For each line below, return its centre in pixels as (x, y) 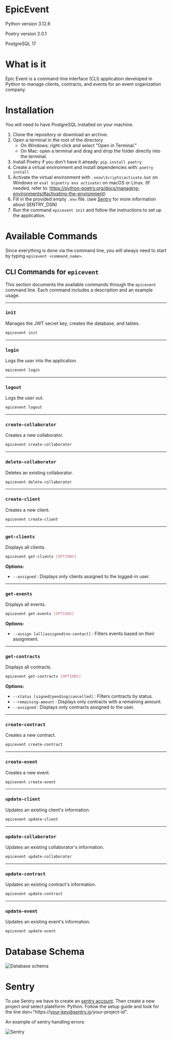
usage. (13, 295)
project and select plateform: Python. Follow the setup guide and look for (82, 1007)
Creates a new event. (28, 772)
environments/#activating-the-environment (58, 193)
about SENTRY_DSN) (35, 205)
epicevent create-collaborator (39, 445)
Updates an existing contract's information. (51, 884)
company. (16, 89)
